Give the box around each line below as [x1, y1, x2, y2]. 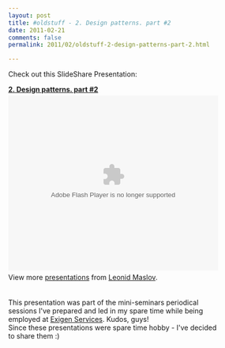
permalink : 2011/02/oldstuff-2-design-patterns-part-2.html [8, 41, 211, 49]
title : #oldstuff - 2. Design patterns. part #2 [8, 19, 171, 27]
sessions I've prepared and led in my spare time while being [8, 306, 204, 316]
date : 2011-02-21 [8, 26, 66, 34]
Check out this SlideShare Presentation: [8, 69, 137, 79]
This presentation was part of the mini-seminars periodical [8, 297, 199, 308]
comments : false [8, 33, 62, 42]
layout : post [8, 11, 51, 20]
